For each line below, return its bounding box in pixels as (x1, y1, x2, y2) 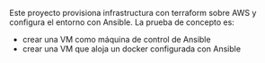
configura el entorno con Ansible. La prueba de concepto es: (9, 17, 235, 28)
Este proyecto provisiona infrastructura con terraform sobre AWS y (9, 8, 257, 18)
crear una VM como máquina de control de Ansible (22, 35, 211, 44)
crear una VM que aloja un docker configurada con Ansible (22, 43, 241, 54)
